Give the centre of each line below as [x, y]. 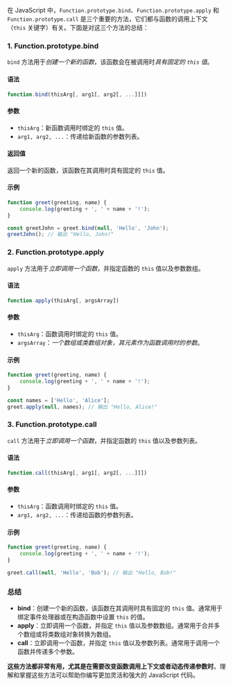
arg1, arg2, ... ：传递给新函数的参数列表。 [80, 136]
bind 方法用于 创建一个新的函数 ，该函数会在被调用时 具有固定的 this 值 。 [110, 62]
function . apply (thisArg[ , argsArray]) [63, 301]
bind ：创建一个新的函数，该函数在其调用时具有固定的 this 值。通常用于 [120, 608]
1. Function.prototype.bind [53, 46]
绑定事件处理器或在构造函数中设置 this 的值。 [83, 617]
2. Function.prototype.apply [56, 252]
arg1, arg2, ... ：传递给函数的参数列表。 [77, 515]
